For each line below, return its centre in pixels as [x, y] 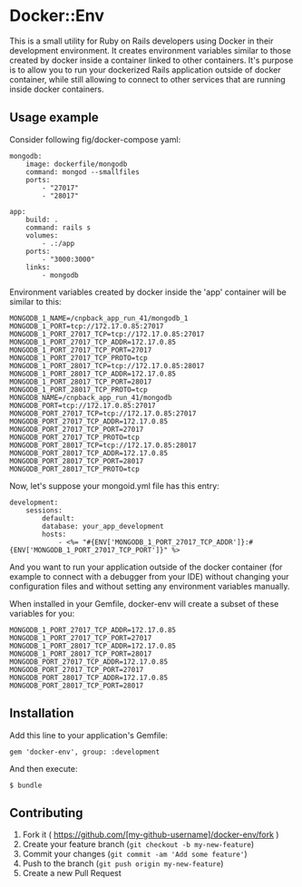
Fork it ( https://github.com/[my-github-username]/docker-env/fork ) [151, 834]
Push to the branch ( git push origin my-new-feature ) [123, 863]
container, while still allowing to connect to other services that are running [147, 79]
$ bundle [26, 785]
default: [58, 518]
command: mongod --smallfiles [83, 172]
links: [38, 267]
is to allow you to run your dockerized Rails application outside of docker [145, 70]
